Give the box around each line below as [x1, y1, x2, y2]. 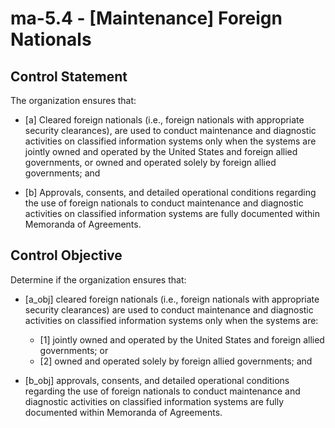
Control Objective [10, 247, 123, 264]
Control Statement [10, 68, 128, 85]
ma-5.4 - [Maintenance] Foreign [10, 7, 283, 30]
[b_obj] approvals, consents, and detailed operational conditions [24, 374, 290, 386]
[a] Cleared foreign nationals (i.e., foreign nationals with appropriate [24, 114, 305, 126]
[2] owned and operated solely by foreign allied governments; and [39, 355, 313, 367]
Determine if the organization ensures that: [10, 273, 187, 286]
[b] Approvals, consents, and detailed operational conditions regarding [24, 187, 317, 198]
